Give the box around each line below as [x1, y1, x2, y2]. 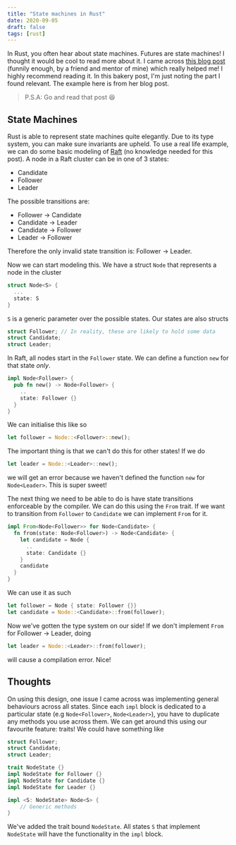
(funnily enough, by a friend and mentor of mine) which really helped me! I [7, 64, 223, 73]
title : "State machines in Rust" [7, 10, 106, 18]
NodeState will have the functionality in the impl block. [7, 830, 163, 839]
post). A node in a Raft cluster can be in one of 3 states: [7, 155, 169, 163]
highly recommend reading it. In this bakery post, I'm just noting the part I [7, 72, 221, 80]
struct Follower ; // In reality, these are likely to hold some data [7, 328, 216, 335]
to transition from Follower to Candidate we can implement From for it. [7, 510, 208, 518]
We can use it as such [7, 589, 72, 597]
